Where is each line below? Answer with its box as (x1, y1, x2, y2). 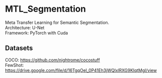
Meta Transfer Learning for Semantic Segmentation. (5, 19, 109, 25)
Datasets (5, 44, 33, 52)
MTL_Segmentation (5, 3, 86, 15)
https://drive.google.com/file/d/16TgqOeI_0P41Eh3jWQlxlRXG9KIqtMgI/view (5, 67, 157, 73)
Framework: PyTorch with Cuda (5, 30, 68, 36)
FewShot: (5, 62, 24, 68)
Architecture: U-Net (5, 24, 45, 30)
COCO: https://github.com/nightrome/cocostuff (5, 57, 100, 63)
